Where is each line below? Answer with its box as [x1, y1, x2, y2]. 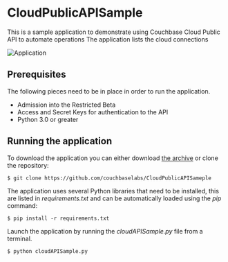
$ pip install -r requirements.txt [7, 215, 110, 222]
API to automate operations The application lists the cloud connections [7, 35, 209, 43]
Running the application [7, 135, 113, 147]
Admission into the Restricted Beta [17, 101, 116, 109]
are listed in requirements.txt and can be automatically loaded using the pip [7, 194, 222, 202]
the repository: [7, 161, 50, 169]
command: [7, 201, 38, 209]
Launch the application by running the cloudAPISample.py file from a [7, 227, 203, 235]
